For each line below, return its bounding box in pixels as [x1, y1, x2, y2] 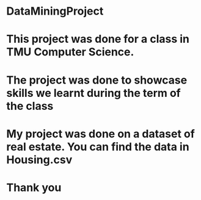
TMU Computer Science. [6, 45, 134, 59]
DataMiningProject [6, 4, 104, 18]
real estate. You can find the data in [6, 140, 189, 154]
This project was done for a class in [6, 32, 190, 46]
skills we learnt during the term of [6, 86, 181, 100]
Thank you [6, 180, 62, 195]
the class [6, 99, 54, 113]
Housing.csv [6, 152, 73, 166]
